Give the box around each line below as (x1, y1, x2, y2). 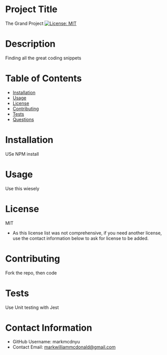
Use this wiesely (5, 185, 39, 191)
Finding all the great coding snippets (5, 55, 81, 61)
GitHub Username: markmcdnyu (12, 339, 80, 345)
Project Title (5, 4, 58, 15)
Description (5, 38, 56, 50)
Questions (12, 116, 34, 122)
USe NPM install (5, 151, 39, 157)
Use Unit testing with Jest (5, 304, 59, 310)
